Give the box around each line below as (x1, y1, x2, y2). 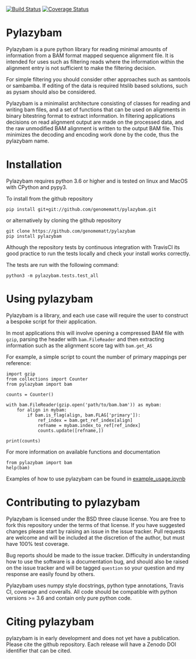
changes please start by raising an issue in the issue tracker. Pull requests (6, 528, 185, 535)
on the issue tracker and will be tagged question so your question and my (6, 564, 184, 571)
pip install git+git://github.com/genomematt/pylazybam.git (6, 206, 157, 212)
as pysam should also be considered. (6, 88, 97, 95)
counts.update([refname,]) (37, 428, 104, 433)
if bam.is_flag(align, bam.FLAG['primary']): (27, 412, 141, 418)
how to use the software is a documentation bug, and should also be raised (6, 558, 189, 565)
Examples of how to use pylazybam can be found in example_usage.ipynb (6, 475, 185, 482)
